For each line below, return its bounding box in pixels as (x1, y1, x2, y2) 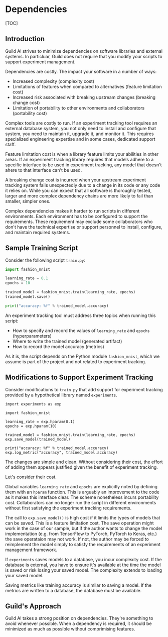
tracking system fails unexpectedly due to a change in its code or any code (5, 182, 160, 188)
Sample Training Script (5, 244, 78, 252)
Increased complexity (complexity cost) (12, 78, 94, 84)
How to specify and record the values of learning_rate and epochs (12, 328, 150, 334)
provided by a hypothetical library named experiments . (5, 392, 118, 398)
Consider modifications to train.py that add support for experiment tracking (5, 386, 163, 392)
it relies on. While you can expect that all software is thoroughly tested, (5, 187, 152, 193)
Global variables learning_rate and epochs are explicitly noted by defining (5, 483, 158, 489)
